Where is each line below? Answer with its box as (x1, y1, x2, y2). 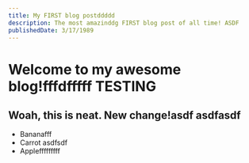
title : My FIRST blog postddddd (8, 11, 115, 20)
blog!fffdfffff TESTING (8, 77, 157, 95)
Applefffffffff (19, 146, 61, 156)
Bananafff (19, 130, 52, 139)
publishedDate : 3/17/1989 (8, 26, 94, 34)
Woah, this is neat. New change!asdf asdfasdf (8, 108, 241, 122)
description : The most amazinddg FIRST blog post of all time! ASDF (8, 19, 239, 27)
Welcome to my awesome (8, 60, 182, 78)
